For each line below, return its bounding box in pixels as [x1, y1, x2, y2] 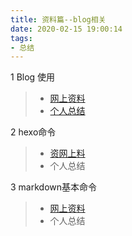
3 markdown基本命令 [10, 181, 98, 193]
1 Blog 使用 [10, 71, 56, 83]
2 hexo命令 [10, 126, 57, 138]
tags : [10, 33, 33, 43]
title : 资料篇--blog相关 [10, 14, 107, 25]
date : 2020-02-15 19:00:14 [10, 24, 123, 34]
